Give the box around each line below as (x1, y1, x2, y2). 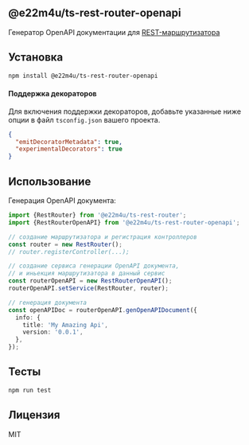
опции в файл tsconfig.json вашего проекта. (8, 115, 161, 124)
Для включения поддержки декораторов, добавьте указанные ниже (8, 107, 241, 116)
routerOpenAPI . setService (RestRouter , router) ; (8, 284, 169, 293)
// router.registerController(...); (8, 248, 130, 256)
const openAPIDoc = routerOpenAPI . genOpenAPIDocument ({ (8, 306, 197, 314)
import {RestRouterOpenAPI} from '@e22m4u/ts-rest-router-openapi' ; (8, 218, 240, 226)
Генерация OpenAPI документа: (8, 196, 117, 205)
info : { (15, 314, 41, 322)
